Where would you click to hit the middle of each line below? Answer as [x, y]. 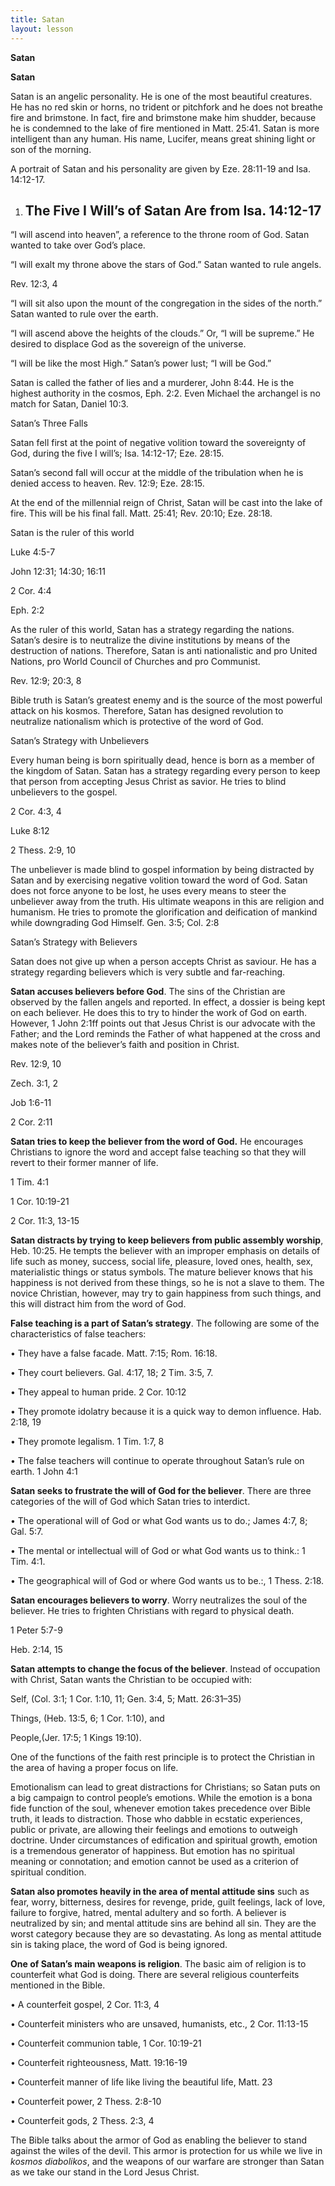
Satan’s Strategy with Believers [74, 942]
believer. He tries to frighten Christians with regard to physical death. [152, 1611]
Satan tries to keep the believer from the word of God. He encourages [157, 1142]
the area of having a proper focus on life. [94, 1768]
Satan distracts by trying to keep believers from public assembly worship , [167, 1240]
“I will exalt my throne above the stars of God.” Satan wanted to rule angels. [166, 265]
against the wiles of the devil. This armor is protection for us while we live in [166, 2151]
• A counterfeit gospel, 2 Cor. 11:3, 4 [85, 2005]
